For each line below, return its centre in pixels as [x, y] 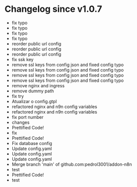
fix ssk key [23, 59]
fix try [18, 96]
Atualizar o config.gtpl [34, 101]
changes [21, 122]
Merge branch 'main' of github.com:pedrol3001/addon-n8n [72, 164]
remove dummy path [33, 91]
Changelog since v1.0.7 [53, 9]
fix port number [28, 117]
